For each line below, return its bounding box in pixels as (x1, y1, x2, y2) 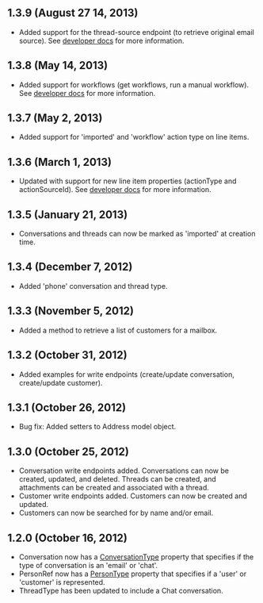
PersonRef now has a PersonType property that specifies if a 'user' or (18, 569, 247, 578)
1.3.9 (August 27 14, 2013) (7, 6, 139, 20)
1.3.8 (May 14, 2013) (7, 59, 109, 72)
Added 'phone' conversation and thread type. (18, 281, 168, 290)
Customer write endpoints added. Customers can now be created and (18, 491, 247, 501)
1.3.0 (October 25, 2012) (7, 444, 130, 459)
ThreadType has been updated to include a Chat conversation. (18, 586, 223, 595)
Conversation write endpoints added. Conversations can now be (18, 466, 229, 475)
